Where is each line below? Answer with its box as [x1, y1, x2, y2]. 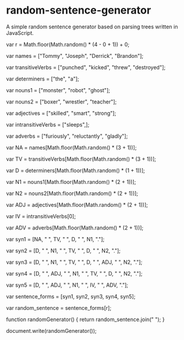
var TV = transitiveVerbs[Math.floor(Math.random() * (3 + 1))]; [6, 155, 156, 163]
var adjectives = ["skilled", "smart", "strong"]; [6, 109, 117, 116]
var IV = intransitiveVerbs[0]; [6, 212, 76, 219]
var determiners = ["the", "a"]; [6, 75, 80, 82]
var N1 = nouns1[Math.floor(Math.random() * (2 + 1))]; [6, 178, 136, 185]
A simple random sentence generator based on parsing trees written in [6, 23, 178, 30]
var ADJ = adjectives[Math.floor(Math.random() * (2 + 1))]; [6, 201, 149, 208]
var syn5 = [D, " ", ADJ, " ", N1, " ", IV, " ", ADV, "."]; [6, 281, 129, 289]
